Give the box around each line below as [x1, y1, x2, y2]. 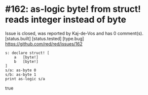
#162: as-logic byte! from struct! [5, 3, 141, 15]
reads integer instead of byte [5, 14, 127, 25]
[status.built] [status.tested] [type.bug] [5, 36, 84, 42]
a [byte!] [14, 54, 38, 60]
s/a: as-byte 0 [5, 68, 37, 73]
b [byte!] [14, 59, 38, 64]
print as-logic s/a [5, 76, 45, 81]
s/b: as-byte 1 [5, 72, 37, 77]
